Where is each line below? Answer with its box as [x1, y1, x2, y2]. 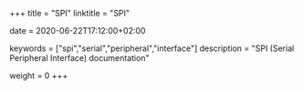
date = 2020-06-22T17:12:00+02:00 [9, 25, 146, 35]
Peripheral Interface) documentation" [9, 53, 150, 63]
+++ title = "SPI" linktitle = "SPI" [9, 8, 131, 18]
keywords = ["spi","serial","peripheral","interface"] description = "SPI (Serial [9, 43, 295, 54]
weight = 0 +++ [9, 70, 68, 81]
